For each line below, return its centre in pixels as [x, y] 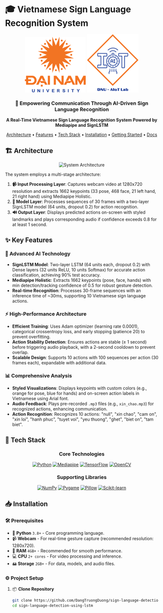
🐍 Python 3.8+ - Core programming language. [58, 533]
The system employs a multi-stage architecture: [53, 175]
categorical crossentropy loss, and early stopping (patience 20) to [78, 332]
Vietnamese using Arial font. [40, 399]
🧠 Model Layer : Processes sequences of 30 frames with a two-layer [81, 202]
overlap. [20, 352]
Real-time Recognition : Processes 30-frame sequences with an [76, 290]
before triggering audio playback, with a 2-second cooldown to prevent [84, 347]
